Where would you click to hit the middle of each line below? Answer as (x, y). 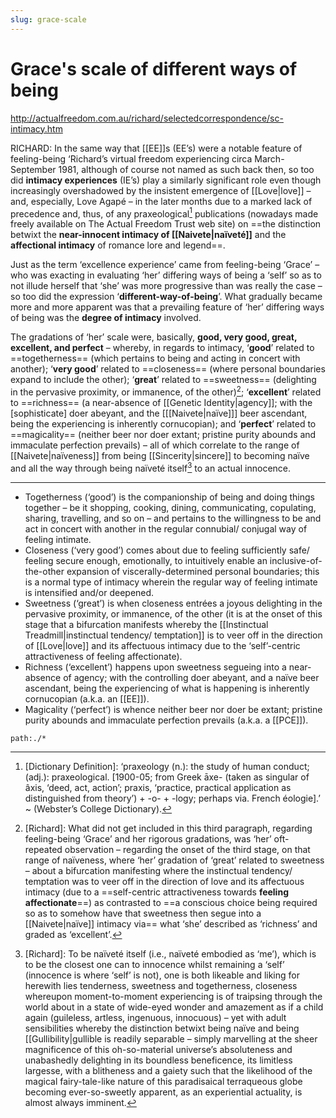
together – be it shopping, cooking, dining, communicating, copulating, (170, 507)
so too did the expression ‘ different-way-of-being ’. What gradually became (166, 297)
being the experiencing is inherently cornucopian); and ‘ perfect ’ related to (163, 423)
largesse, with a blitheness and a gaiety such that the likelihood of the (168, 1070)
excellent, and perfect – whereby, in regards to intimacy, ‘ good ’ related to (162, 348)
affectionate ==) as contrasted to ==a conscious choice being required (171, 902)
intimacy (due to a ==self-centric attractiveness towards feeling (156, 892)
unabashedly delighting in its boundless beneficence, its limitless (158, 1060)
